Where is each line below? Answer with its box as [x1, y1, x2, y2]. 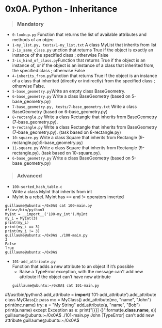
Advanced [16, 172, 42, 179]
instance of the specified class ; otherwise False [12, 52, 109, 58]
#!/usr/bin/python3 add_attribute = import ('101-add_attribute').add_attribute [5, 292, 157, 297]
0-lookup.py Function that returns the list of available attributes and [12, 31, 147, 37]
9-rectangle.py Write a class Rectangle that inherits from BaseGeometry [12, 125, 157, 130]
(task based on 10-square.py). [41, 150, 101, 156]
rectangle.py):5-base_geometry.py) [12, 140, 83, 146]
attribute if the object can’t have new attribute [19, 274, 111, 280]
